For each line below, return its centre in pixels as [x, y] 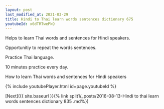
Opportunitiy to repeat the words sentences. [51, 47]
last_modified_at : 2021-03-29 [37, 14]
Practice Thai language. [30, 57]
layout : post [19, 10]
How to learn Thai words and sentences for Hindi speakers [66, 77]
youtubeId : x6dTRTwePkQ [30, 24]
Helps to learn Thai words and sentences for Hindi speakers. [68, 38]
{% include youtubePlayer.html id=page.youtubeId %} [61, 86]
